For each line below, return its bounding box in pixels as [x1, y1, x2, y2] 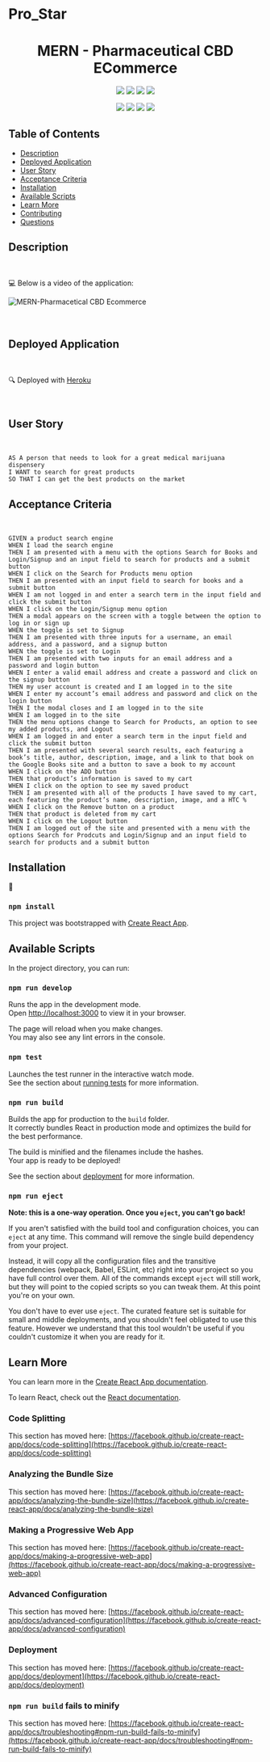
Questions [19, 217, 55, 226]
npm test [8, 1052, 43, 1062]
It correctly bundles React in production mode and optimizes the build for [8, 1123, 251, 1132]
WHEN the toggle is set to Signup [8, 626, 125, 634]
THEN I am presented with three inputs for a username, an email [8, 634, 232, 642]
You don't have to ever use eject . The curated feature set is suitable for [8, 1306, 247, 1316]
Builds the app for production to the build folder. [8, 1115, 170, 1123]
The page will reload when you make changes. [8, 1024, 164, 1034]
